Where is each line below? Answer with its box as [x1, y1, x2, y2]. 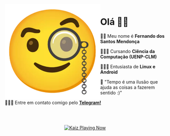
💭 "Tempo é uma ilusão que [100, 78, 158, 85]
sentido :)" [100, 90, 123, 96]
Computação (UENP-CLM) [100, 53, 157, 60]
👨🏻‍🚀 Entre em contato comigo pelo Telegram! [5, 99, 101, 105]
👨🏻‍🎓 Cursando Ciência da [100, 48, 155, 54]
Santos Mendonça [100, 38, 140, 44]
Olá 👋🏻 [100, 16, 129, 28]
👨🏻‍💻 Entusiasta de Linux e [100, 63, 156, 69]
